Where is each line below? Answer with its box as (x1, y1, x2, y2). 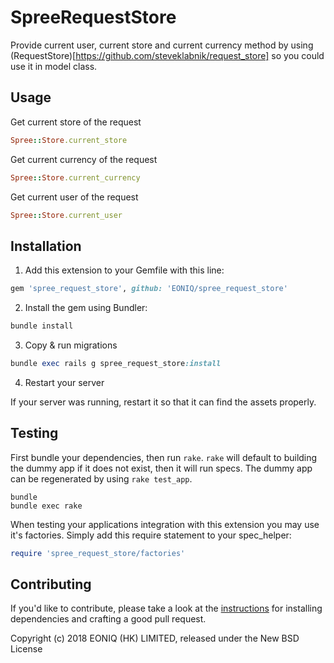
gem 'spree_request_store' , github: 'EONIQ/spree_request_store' (10, 284, 288, 294)
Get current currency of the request (10, 153, 158, 165)
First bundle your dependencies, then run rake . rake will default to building (10, 451, 318, 463)
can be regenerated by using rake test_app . (10, 472, 193, 485)
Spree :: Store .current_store (10, 135, 128, 145)
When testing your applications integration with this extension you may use (10, 518, 320, 530)
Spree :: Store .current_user (10, 210, 123, 220)
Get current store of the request (10, 116, 142, 128)
